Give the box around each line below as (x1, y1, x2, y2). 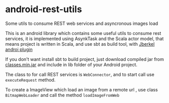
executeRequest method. (5, 77, 56, 83)
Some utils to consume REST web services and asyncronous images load (5, 20, 158, 26)
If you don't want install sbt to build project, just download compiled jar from (5, 56, 164, 62)
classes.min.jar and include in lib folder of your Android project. (5, 61, 138, 67)
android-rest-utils (5, 4, 82, 15)
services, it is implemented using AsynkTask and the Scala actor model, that (5, 36, 164, 42)
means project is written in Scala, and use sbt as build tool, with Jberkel (5, 41, 155, 47)
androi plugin (5, 46, 33, 52)
